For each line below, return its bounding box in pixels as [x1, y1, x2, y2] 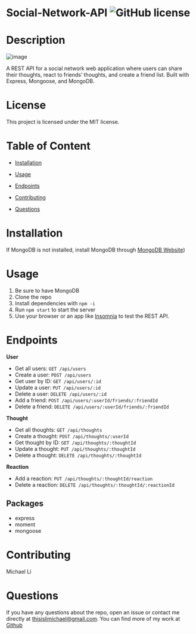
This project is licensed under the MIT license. [6, 119, 120, 126]
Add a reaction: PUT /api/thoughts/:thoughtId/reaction [14, 475, 153, 482]
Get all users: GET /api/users [14, 365, 86, 372]
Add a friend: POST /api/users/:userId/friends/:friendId [14, 396, 158, 404]
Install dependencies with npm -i [14, 299, 95, 307]
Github [6, 621, 23, 629]
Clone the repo [14, 293, 52, 301]
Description [6, 34, 66, 47]
